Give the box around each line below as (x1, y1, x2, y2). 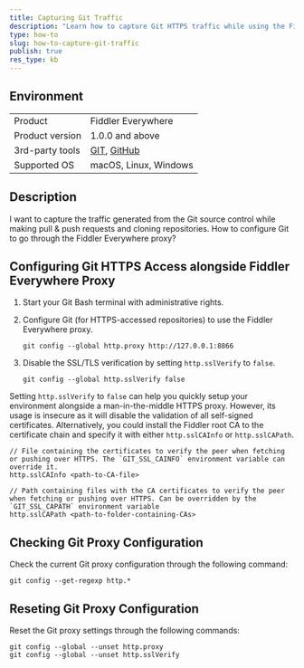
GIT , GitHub (90, 144, 140, 157)
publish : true (9, 47, 63, 56)
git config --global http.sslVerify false (22, 375, 185, 385)
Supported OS (14, 158, 75, 171)
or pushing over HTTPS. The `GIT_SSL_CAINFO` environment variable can (9, 454, 285, 464)
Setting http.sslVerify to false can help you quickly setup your (9, 391, 249, 402)
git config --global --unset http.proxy (9, 643, 165, 652)
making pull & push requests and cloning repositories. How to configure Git (9, 223, 290, 234)
